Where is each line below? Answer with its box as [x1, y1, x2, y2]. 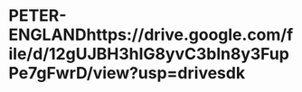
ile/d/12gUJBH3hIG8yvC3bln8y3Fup [8, 44, 290, 64]
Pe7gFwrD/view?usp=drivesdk [8, 63, 246, 84]
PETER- [8, 5, 67, 26]
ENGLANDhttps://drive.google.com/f [8, 24, 294, 45]
